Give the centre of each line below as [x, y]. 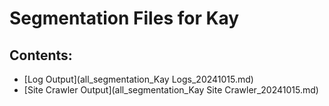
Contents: [41, 55]
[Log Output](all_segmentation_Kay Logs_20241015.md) [138, 79]
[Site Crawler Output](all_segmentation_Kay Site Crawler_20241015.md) [171, 90]
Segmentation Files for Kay [124, 18]
